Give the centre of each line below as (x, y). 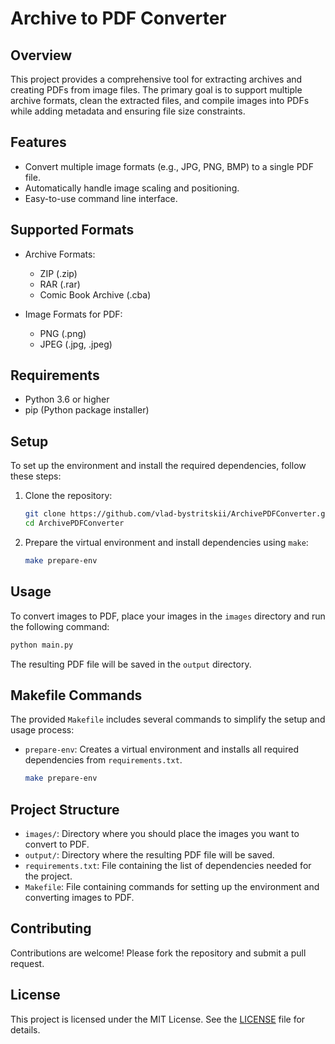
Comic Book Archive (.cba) (95, 294)
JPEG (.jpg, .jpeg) (76, 344)
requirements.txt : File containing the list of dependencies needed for (168, 866)
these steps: (36, 476)
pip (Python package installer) (87, 410)
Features (38, 142)
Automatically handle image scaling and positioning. (132, 188)
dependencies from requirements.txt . (103, 760)
